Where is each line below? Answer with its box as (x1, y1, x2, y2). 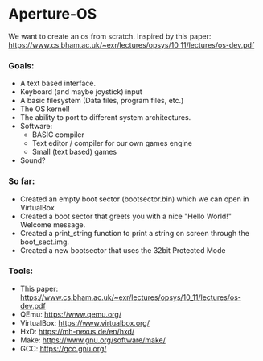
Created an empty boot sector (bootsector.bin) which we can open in (19, 194, 249, 204)
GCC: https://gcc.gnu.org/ (19, 343, 107, 353)
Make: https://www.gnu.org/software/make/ (19, 335, 166, 345)
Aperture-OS (8, 5, 97, 23)
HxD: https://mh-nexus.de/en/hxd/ (19, 326, 135, 336)
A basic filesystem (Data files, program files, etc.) (19, 96, 184, 106)
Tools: (8, 265, 34, 276)
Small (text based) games (31, 147, 117, 157)
